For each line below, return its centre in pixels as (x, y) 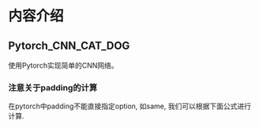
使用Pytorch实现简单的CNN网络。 (63, 65)
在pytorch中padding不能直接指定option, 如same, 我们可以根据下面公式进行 (129, 106)
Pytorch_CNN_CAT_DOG (69, 45)
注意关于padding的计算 (53, 87)
